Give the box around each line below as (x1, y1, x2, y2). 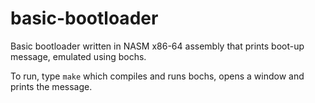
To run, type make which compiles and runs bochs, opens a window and (10, 70, 305, 82)
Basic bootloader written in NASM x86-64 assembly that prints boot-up (10, 40, 305, 52)
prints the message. (10, 80, 93, 92)
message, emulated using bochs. (10, 50, 147, 62)
